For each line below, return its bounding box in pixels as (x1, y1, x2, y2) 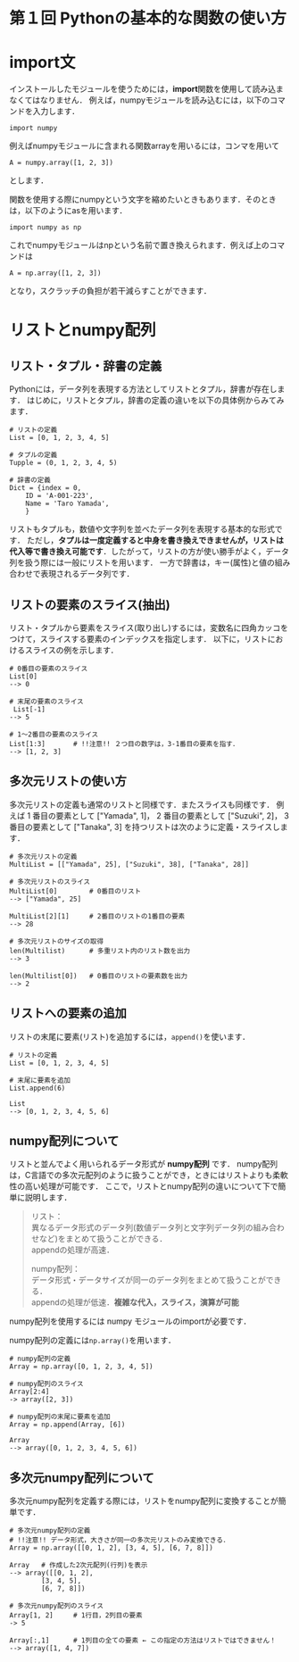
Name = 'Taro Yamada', (25, 499, 110, 509)
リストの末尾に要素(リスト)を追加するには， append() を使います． (9, 1031, 250, 1042)
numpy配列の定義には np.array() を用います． (9, 1335, 177, 1346)
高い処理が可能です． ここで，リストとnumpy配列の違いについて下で (24, 1181, 278, 1192)
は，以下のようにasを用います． (9, 205, 128, 216)
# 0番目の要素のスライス (9, 664, 88, 673)
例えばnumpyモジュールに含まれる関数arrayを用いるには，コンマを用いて (9, 140, 279, 152)
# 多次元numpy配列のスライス (9, 1601, 104, 1611)
